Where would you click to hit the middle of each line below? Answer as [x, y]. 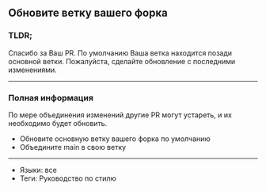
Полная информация [51, 97]
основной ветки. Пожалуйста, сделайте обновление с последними [122, 61]
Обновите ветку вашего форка [88, 13]
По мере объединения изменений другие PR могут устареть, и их [120, 115]
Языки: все [38, 170]
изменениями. [32, 70]
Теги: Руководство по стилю [68, 178]
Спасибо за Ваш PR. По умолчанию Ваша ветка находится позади [120, 53]
